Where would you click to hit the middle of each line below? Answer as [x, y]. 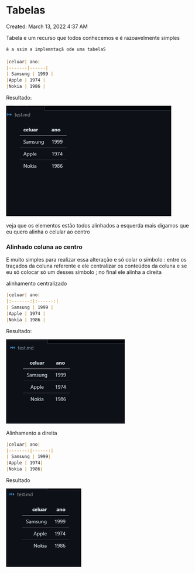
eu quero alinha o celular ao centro [48, 232]
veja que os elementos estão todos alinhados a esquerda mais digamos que [97, 226]
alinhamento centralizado [37, 284]
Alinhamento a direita [32, 433]
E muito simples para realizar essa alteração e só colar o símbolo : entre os [96, 260]
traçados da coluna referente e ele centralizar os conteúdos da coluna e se [97, 266]
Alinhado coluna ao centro [45, 247]
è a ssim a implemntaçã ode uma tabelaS [56, 49]
